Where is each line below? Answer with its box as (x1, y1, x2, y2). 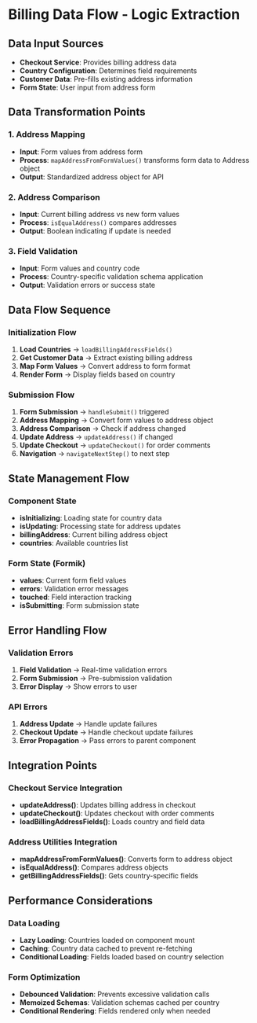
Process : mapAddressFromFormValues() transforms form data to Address (19, 155, 250, 164)
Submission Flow (8, 389, 75, 400)
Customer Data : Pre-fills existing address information (19, 75, 194, 83)
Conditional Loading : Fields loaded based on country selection (19, 951, 225, 961)
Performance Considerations (8, 894, 153, 907)
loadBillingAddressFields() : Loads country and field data (19, 816, 205, 826)
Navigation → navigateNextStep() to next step (19, 449, 170, 458)
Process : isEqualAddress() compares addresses (19, 218, 177, 227)
